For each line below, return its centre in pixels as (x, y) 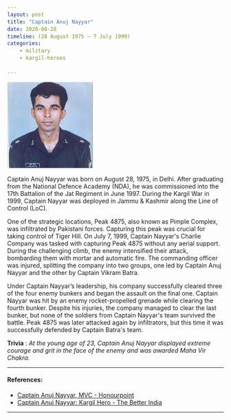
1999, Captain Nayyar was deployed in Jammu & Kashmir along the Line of (113, 201)
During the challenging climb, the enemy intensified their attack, (98, 250)
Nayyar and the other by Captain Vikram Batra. (73, 272)
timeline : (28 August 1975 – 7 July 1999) (69, 36)
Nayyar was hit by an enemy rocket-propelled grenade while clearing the (110, 300)
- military (35, 51)
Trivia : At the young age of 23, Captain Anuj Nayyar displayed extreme (109, 343)
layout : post (26, 14)
